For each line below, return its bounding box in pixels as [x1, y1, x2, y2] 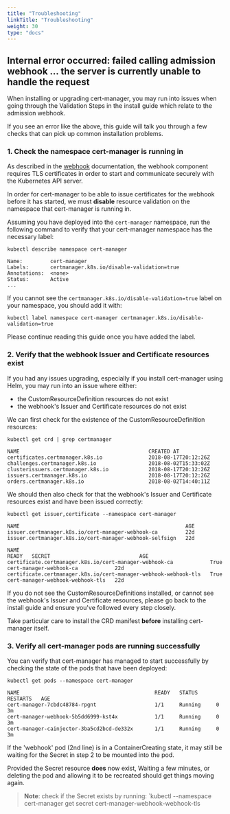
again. [7, 778, 25, 787]
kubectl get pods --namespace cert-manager [7, 677, 134, 684]
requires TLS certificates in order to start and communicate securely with [7, 170, 214, 178]
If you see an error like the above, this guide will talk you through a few [7, 122, 207, 131]
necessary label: [7, 233, 54, 241]
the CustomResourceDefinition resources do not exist [16, 394, 169, 403]
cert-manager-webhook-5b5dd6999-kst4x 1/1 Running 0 [7, 713, 220, 720]
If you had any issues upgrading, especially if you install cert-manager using [7, 374, 223, 382]
